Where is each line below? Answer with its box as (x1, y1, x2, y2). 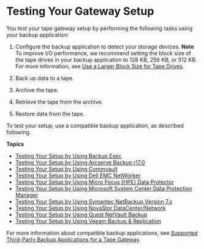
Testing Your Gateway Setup (6, 4, 154, 18)
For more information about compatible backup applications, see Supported (6, 229, 198, 237)
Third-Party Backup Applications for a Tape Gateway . (6, 236, 141, 243)
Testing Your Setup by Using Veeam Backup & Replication (15, 217, 161, 224)
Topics (6, 140, 25, 148)
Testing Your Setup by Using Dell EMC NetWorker (15, 172, 141, 179)
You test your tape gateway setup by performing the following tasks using (6, 25, 193, 32)
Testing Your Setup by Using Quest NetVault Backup (15, 210, 148, 218)
